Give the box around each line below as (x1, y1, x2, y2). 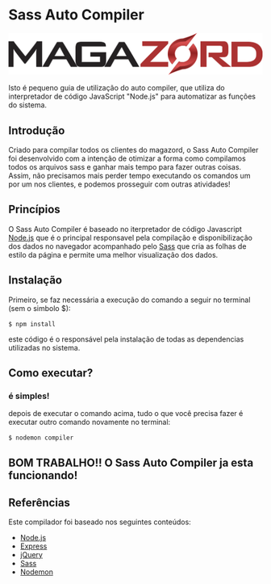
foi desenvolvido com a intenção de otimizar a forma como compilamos (8, 153, 246, 163)
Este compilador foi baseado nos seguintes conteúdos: (8, 517, 191, 527)
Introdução (8, 124, 65, 137)
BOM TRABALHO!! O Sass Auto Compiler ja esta (8, 456, 254, 469)
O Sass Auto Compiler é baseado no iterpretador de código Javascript (8, 224, 242, 233)
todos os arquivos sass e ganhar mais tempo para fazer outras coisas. (8, 162, 242, 171)
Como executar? (8, 366, 94, 380)
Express (19, 541, 48, 551)
